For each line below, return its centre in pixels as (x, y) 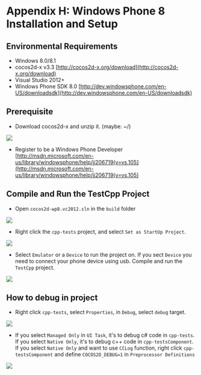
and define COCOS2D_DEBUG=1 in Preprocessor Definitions (125, 354)
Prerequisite (30, 112)
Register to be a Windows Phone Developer (69, 149)
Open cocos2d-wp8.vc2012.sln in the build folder (75, 208)
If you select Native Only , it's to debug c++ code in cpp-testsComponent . (104, 342)
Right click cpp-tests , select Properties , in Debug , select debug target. (100, 312)
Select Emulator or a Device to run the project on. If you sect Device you (104, 254)
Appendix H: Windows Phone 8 (86, 11)
